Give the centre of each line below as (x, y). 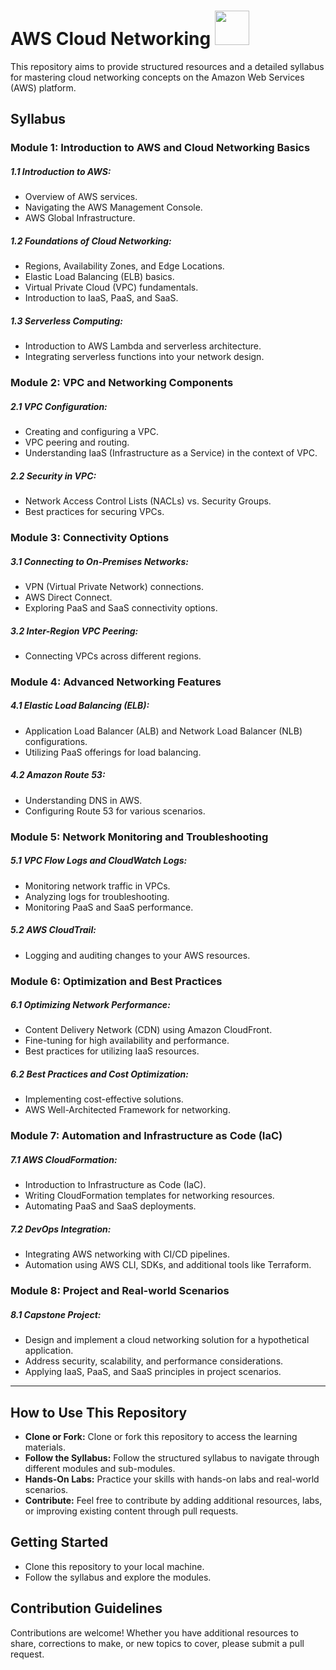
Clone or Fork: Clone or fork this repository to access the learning (161, 1437)
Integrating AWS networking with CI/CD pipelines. (127, 1254)
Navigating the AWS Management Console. (113, 207)
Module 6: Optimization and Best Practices (116, 981)
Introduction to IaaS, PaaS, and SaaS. (101, 298)
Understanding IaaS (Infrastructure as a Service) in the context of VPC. (171, 453)
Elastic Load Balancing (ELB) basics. (99, 277)
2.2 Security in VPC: (53, 476)
